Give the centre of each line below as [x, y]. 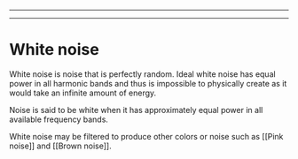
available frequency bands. [59, 119]
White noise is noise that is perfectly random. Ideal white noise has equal [143, 74]
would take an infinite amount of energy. [83, 93]
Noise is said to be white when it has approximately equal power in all [136, 110]
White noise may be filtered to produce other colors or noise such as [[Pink [146, 136]
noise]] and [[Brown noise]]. [61, 146]
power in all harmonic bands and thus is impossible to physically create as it [148, 83]
